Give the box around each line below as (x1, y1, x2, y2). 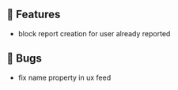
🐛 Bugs (6, 52, 42, 66)
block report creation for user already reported (17, 28, 171, 38)
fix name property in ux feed (17, 73, 112, 82)
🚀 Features (6, 8, 61, 21)
